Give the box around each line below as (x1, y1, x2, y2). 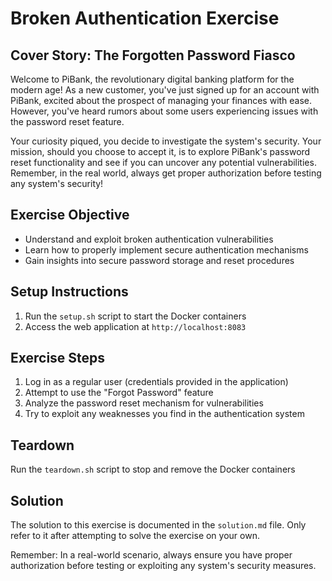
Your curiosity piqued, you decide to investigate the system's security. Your (10, 135, 322, 147)
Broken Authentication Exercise (10, 7, 280, 30)
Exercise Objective (10, 207, 130, 224)
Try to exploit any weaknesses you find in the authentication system (24, 408, 305, 420)
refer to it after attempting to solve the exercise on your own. (10, 530, 260, 542)
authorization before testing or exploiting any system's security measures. (10, 560, 317, 572)
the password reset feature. (10, 116, 125, 127)
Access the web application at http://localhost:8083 (24, 320, 247, 332)
